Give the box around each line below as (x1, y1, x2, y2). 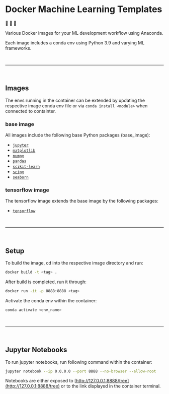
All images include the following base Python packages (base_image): (5, 132, 150, 138)
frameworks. (5, 45, 32, 51)
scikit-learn (12, 164, 40, 169)
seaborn (12, 175, 29, 180)
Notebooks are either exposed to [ (5, 378, 76, 384)
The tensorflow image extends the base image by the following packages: (5, 198, 158, 204)
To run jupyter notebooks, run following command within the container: (5, 359, 152, 365)
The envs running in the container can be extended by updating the (5, 97, 145, 103)
